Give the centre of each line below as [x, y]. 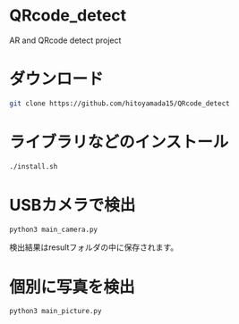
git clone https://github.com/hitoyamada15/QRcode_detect [119, 104]
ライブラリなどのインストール [119, 141]
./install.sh [34, 166]
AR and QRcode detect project [65, 40]
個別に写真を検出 [73, 287]
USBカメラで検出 [73, 205]
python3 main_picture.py [55, 312]
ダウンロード [57, 79]
